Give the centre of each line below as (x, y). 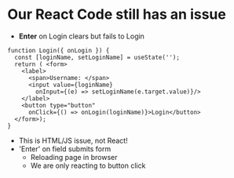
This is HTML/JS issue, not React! (73, 140)
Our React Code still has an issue (117, 15)
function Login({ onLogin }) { (58, 50)
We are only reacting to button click (88, 165)
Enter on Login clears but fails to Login (81, 36)
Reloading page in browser (74, 157)
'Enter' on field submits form (65, 149)
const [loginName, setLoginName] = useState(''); (97, 57)
